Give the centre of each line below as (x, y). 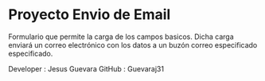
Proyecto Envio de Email (90, 15)
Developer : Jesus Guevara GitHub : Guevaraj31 (86, 68)
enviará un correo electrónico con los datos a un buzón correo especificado (133, 44)
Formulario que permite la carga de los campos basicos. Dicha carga (121, 37)
